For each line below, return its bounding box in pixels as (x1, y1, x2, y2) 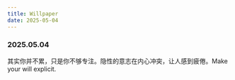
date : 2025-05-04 (7, 17, 59, 24)
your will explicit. (7, 65, 57, 73)
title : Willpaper (7, 10, 59, 18)
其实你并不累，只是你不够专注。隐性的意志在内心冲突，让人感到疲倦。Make (7, 57, 229, 65)
